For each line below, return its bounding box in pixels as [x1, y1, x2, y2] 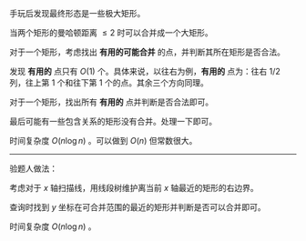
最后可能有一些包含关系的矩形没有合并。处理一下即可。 [9, 116, 217, 126]
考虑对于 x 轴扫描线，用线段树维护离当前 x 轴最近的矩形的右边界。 [9, 183, 260, 193]
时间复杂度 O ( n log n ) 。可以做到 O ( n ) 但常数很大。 [9, 136, 198, 146]
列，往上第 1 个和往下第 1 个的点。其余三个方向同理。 [9, 77, 209, 88]
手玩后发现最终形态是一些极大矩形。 [9, 8, 146, 18]
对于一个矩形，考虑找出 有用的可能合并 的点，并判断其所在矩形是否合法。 [9, 46, 285, 57]
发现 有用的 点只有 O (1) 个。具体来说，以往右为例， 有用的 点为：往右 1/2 [9, 66, 280, 76]
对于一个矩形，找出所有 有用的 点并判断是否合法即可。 [9, 96, 214, 107]
